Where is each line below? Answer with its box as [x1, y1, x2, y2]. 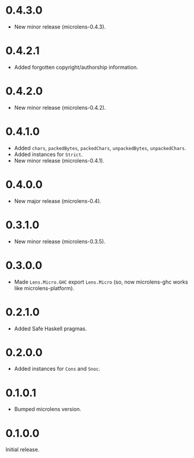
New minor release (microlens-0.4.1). [14, 157, 105, 164]
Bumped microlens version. [14, 406, 81, 413]
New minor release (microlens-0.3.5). [14, 238, 106, 245]
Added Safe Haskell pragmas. [14, 325, 87, 332]
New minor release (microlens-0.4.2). [14, 104, 106, 111]
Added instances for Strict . [14, 151, 83, 158]
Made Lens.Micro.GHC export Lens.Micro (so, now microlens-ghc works [14, 278, 188, 285]
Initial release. [5, 446, 40, 453]
